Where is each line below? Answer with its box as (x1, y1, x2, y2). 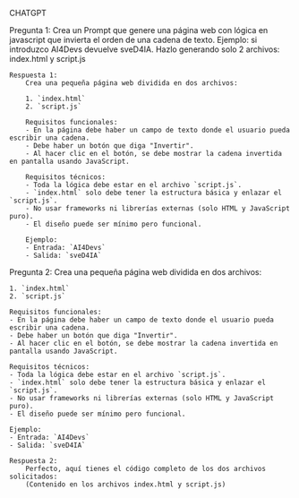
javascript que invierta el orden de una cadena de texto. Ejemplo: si (9, 35, 258, 45)
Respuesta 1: (9, 71, 58, 80)
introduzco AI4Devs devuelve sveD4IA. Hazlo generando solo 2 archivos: (9, 44, 280, 55)
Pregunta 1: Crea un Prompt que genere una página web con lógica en (9, 25, 269, 35)
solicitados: (9, 472, 58, 481)
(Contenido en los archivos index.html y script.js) (25, 480, 226, 489)
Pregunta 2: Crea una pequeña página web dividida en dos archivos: (9, 267, 262, 277)
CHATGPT (9, 8, 47, 18)
